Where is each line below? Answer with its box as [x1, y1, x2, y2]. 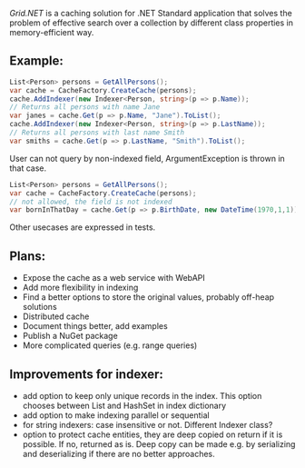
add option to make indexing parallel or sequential [22, 409, 211, 421]
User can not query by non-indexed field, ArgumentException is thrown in [9, 153, 286, 164]
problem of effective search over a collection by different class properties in [9, 17, 293, 28]
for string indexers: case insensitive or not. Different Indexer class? [22, 419, 273, 430]
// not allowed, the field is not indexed [9, 197, 172, 206]
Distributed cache [22, 311, 90, 322]
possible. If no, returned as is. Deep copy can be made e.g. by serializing [22, 438, 296, 449]
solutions [22, 302, 57, 313]
